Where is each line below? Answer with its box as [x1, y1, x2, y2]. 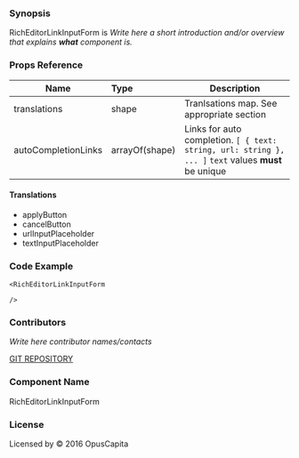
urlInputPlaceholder [21, 228, 95, 238]
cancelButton [21, 219, 71, 229]
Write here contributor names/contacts [9, 336, 153, 347]
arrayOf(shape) [110, 143, 176, 156]
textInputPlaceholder [21, 237, 100, 248]
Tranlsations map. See [183, 97, 278, 109]
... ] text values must [183, 154, 282, 166]
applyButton [21, 209, 68, 220]
